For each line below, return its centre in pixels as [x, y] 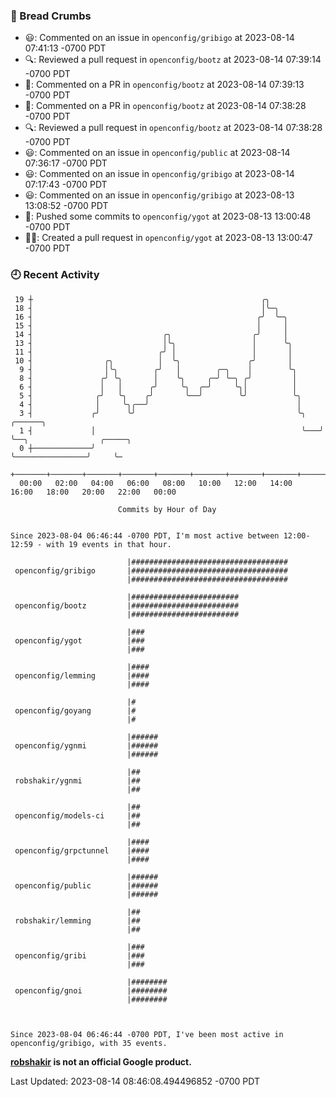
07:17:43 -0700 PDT [66, 185]
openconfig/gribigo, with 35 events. [89, 1043]
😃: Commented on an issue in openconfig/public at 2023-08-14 [157, 153]
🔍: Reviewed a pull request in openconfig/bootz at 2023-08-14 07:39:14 [173, 60]
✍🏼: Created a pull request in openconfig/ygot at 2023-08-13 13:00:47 [168, 238]
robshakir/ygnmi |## [77, 780]
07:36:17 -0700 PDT [66, 163]
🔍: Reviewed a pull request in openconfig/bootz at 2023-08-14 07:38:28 [173, 128]
